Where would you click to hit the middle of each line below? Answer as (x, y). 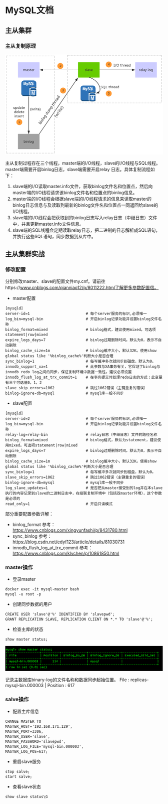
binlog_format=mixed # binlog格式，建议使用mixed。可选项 (80, 330)
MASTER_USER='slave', (28, 736)
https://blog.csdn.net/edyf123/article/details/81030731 (68, 542)
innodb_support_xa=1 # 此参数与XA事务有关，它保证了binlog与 (83, 367)
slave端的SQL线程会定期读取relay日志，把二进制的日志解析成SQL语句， (86, 230)
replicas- (139, 680)
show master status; (27, 639)
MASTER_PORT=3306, (24, 731)
